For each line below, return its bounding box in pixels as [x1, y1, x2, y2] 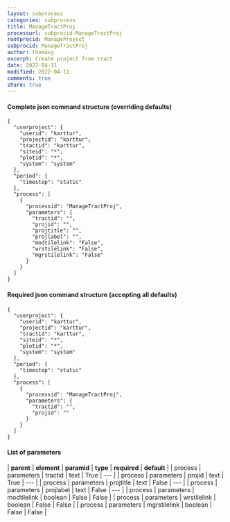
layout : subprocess [7, 10, 64, 17]
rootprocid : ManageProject [7, 36, 85, 43]
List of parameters [7, 448, 62, 457]
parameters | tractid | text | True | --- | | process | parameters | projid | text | [7, 471, 224, 479]
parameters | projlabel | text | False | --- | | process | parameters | [7, 485, 195, 494]
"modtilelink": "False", [32, 239, 104, 246]
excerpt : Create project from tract [7, 56, 113, 62]
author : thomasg [7, 49, 54, 56]
